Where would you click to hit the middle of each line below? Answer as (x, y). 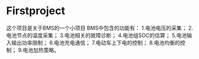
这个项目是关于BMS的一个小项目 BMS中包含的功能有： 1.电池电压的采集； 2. (100, 28)
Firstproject (36, 11)
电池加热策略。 (41, 50)
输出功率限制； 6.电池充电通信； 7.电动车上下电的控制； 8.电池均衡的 (96, 42)
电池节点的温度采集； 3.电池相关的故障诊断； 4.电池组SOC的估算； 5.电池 (97, 35)
